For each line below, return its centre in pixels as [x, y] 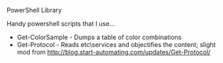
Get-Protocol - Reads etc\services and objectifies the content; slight [116, 44]
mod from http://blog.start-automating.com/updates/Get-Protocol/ [114, 52]
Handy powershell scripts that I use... [61, 23]
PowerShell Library [34, 10]
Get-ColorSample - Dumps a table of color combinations [99, 37]
